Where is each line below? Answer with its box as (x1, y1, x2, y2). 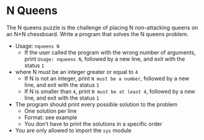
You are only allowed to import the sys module (15, 127, 132, 134)
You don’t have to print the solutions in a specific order (24, 120, 162, 127)
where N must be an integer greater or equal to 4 (15, 68, 139, 75)
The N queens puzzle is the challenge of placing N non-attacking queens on (6, 24, 199, 31)
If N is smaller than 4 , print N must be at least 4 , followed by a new (24, 87, 195, 95)
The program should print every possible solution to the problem (15, 100, 178, 108)
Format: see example (24, 114, 78, 121)
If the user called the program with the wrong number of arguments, (24, 48, 196, 56)
